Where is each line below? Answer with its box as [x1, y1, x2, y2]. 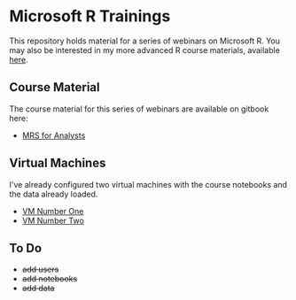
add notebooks [21, 273, 78, 284]
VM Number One [21, 205, 84, 216]
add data [21, 283, 55, 294]
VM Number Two [21, 215, 84, 226]
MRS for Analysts [21, 130, 86, 141]
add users [21, 264, 59, 275]
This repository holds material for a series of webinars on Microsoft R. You [9, 35, 281, 46]
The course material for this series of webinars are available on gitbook [9, 104, 269, 114]
